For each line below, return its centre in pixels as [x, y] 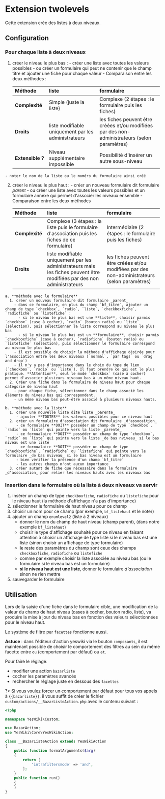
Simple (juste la [67, 102]
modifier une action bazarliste [43, 671]
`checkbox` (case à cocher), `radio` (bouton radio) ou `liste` [72, 322]
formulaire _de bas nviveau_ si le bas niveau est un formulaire [73, 455]
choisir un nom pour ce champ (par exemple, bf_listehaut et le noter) [83, 511]
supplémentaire [67, 158]
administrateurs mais [71, 266]
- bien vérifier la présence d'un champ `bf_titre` [70, 460]
